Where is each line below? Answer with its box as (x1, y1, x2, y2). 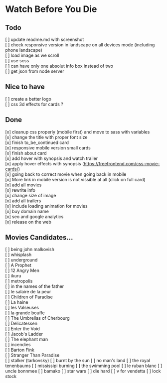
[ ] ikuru (5, 273, 21, 279)
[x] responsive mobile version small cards (5, 144, 91, 150)
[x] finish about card (5, 150, 47, 156)
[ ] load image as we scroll (5, 52, 59, 58)
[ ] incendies (5, 342, 31, 348)
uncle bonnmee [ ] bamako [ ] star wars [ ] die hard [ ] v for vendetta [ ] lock (5, 368, 161, 374)
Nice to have (5, 83, 45, 91)
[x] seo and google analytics (5, 213, 64, 220)
